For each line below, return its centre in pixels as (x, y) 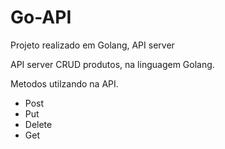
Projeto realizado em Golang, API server (92, 45)
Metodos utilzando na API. (64, 83)
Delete (38, 124)
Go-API (41, 17)
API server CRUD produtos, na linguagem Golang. (112, 64)
